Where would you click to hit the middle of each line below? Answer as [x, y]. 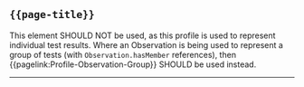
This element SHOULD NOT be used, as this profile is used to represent [142, 35]
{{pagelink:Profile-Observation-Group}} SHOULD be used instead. [133, 64]
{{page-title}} [52, 15]
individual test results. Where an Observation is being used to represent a [146, 44]
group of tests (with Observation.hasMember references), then [123, 54]
